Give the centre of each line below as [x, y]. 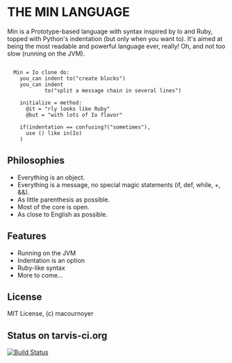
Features [27, 236]
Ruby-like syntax [41, 268]
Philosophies [36, 161]
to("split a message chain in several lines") [113, 90]
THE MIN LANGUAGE [68, 12]
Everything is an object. [51, 177]
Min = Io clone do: [42, 72]
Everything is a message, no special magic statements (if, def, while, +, [119, 184]
